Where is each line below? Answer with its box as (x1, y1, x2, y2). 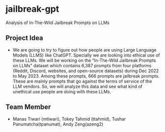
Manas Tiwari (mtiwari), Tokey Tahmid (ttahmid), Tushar (12, 116, 126, 122)
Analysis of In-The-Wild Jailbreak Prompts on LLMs (5, 20, 110, 26)
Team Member (5, 103, 51, 111)
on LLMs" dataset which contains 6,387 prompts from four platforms (12, 62, 152, 68)
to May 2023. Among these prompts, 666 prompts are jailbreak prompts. (12, 73, 160, 79)
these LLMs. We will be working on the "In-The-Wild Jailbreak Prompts (12, 57, 156, 63)
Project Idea (5, 34, 43, 42)
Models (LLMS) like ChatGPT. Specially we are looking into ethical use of (12, 52, 160, 58)
